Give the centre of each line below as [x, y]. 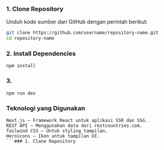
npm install [21, 66]
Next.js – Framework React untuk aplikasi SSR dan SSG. [77, 120]
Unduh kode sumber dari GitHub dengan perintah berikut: [77, 22]
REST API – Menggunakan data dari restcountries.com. [75, 126]
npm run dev [21, 93]
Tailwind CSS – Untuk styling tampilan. [57, 131]
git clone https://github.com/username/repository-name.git [83, 33]
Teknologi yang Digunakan [46, 108]
